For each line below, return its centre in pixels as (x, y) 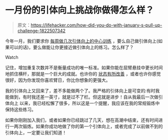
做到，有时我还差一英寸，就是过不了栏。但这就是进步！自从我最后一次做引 (86, 97)
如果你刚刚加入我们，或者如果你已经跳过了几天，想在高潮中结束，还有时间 (82, 120)
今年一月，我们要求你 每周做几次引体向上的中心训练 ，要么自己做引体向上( (82, 41)
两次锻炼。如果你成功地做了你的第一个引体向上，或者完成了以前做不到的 (88, 126)
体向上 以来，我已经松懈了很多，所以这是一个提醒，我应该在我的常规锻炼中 (82, 103)
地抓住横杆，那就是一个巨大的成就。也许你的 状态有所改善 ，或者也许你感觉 (83, 73)
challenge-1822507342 (41, 30)
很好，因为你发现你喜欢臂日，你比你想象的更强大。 (58, 80)
